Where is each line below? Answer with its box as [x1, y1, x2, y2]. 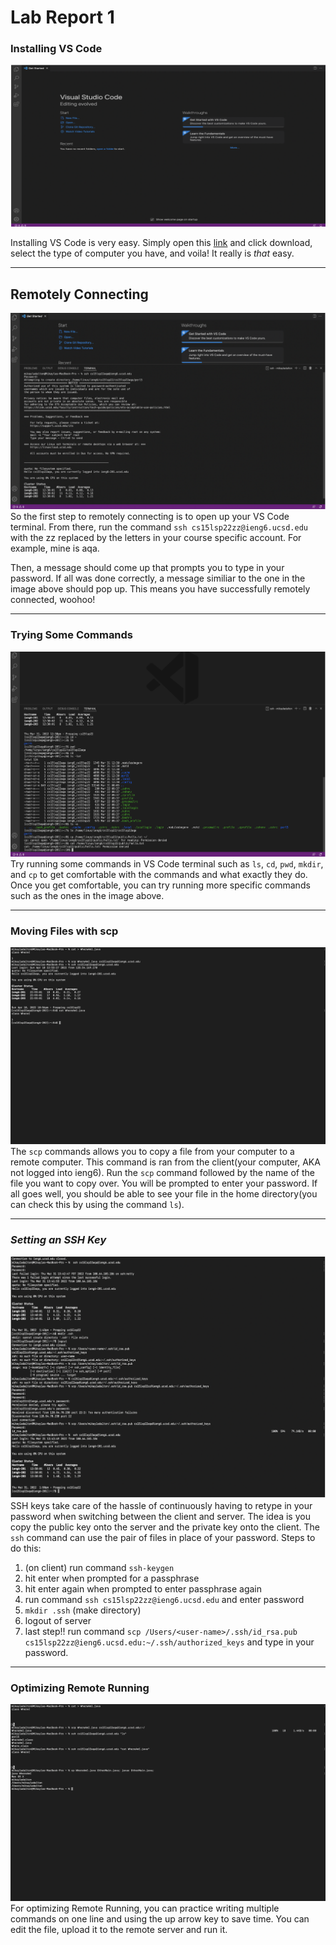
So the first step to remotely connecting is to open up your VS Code [10, 511, 290, 523]
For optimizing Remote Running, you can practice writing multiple [10, 1902, 280, 1915]
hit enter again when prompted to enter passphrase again [24, 1583, 263, 1595]
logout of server [24, 1615, 92, 1627]
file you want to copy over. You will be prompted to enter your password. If [10, 1177, 318, 1190]
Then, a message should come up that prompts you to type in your [10, 562, 285, 574]
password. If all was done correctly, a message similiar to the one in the [10, 572, 306, 585]
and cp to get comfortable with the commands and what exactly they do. [10, 869, 308, 881]
